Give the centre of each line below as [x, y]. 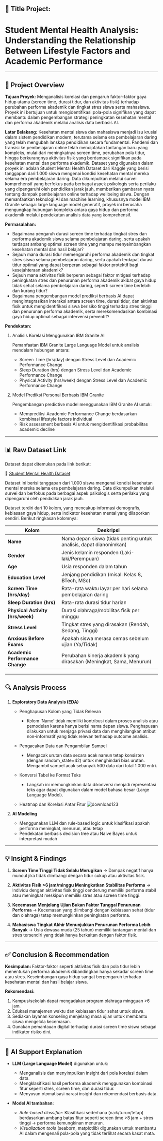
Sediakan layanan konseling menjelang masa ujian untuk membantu [80, 1016]
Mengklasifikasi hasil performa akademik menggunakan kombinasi [86, 1083]
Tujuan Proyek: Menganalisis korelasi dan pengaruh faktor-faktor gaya [76, 97]
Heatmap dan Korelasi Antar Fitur [52, 804]
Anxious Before [26, 638]
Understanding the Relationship [70, 40]
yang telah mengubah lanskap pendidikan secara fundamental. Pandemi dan [81, 142]
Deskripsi [108, 530]
